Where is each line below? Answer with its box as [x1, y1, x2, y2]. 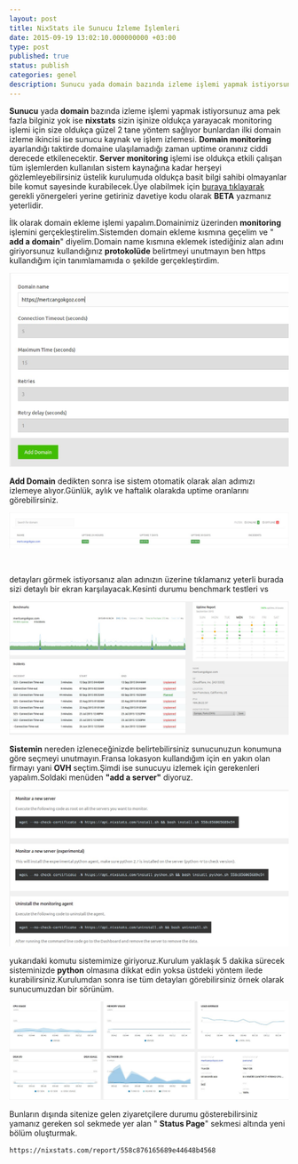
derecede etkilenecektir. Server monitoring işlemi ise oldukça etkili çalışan [9, 152, 282, 164]
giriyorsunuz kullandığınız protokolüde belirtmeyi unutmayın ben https [9, 245, 266, 256]
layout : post [9, 14, 58, 23]
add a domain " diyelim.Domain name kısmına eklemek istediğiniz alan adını [9, 236, 284, 246]
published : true [9, 52, 69, 61]
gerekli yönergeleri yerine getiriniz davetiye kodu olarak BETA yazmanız [9, 190, 272, 201]
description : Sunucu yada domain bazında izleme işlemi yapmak [9, 80, 248, 89]
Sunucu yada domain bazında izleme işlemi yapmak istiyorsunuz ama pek [9, 105, 281, 116]
